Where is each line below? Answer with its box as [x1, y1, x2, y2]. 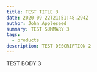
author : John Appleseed [6, 20, 67, 26]
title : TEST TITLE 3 [6, 9, 59, 15]
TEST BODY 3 [6, 59, 41, 67]
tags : [6, 32, 20, 38]
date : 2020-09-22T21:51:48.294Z [6, 15, 88, 21]
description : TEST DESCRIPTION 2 [6, 43, 92, 49]
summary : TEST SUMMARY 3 [6, 26, 70, 32]
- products [12, 37, 40, 43]
